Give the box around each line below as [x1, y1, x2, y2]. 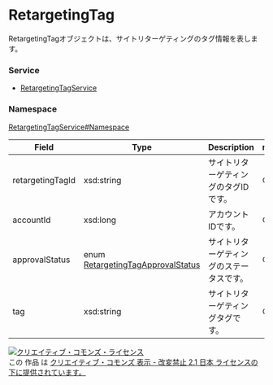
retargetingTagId [12, 174, 76, 186]
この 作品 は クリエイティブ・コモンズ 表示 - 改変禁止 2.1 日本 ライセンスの [8, 357, 258, 367]
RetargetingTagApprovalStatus [83, 259, 201, 270]
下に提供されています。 [8, 367, 87, 377]
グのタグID [208, 181, 249, 192]
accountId [12, 214, 51, 225]
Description [208, 141, 254, 152]
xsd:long [83, 214, 116, 225]
